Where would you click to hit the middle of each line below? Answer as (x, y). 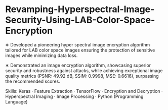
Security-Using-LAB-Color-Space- (80, 20)
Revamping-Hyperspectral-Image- (80, 9)
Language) (16, 101)
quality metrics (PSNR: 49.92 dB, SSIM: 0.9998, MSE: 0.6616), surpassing (82, 76)
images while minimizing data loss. (41, 55)
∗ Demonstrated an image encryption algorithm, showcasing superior (78, 65)
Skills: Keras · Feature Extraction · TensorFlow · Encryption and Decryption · (84, 91)
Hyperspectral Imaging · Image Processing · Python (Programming (74, 96)
